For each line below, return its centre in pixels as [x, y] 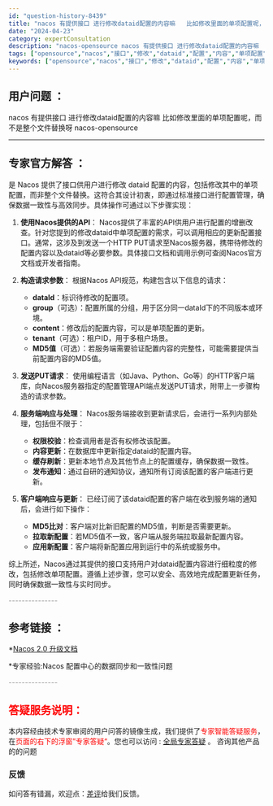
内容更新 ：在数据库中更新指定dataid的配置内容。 [114, 451]
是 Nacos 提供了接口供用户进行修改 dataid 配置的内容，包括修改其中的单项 [133, 185]
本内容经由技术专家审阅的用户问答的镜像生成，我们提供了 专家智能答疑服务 [133, 731]
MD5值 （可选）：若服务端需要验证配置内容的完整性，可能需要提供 [142, 348]
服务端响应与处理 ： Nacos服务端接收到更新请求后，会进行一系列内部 [135, 413]
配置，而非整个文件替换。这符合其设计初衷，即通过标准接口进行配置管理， [133, 194]
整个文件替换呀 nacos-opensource [80, 128]
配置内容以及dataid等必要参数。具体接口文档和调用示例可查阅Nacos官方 [141, 252]
